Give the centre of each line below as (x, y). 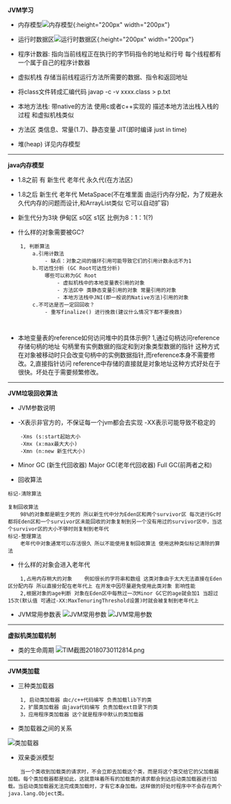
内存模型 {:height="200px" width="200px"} (94, 25)
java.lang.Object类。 (38, 794)
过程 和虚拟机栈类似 (46, 115)
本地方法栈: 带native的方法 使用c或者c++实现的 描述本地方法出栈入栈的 (118, 106)
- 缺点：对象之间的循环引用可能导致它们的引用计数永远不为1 (118, 261)
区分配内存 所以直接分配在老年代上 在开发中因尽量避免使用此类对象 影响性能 (102, 586)
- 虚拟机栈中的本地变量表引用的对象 (101, 283)
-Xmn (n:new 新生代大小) (53, 451)
